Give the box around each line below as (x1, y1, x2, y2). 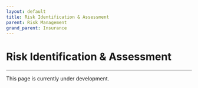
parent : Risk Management (6, 19, 67, 25)
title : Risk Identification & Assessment (6, 14, 110, 20)
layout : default (6, 8, 46, 15)
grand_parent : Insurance (6, 25, 67, 31)
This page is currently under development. (6, 75, 110, 82)
